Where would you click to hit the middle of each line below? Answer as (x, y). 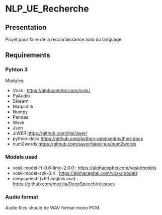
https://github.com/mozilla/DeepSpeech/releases (63, 184)
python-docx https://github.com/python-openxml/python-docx (78, 138)
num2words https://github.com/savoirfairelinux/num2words (74, 144)
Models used (21, 157)
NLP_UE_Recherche (47, 9)
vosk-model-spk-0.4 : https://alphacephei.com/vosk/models (75, 173)
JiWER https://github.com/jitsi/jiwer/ (50, 133)
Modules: (15, 81)
